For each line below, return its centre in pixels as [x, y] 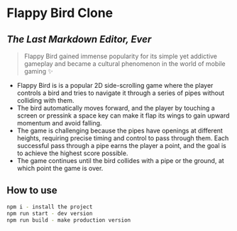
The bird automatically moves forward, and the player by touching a [116, 108]
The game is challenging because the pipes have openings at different [120, 130]
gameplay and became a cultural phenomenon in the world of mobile [125, 64]
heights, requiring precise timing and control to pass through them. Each [123, 138]
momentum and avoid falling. [59, 123]
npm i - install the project [50, 207]
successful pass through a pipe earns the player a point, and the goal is [121, 146]
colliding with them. [46, 100]
